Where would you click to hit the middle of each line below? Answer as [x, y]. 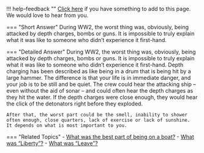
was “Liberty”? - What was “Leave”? [52, 143]
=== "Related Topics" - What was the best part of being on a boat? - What [100, 137]
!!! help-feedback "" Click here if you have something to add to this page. [99, 9]
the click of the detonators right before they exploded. [74, 104]
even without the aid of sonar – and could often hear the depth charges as [100, 91]
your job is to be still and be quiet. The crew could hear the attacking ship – [101, 84]
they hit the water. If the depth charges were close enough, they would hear [102, 97]
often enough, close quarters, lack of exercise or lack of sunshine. [98, 120]
